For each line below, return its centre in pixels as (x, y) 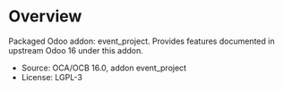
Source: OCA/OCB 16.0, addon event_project (104, 68)
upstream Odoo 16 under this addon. (76, 50)
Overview (45, 16)
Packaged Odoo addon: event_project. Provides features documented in (142, 41)
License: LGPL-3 (52, 77)
